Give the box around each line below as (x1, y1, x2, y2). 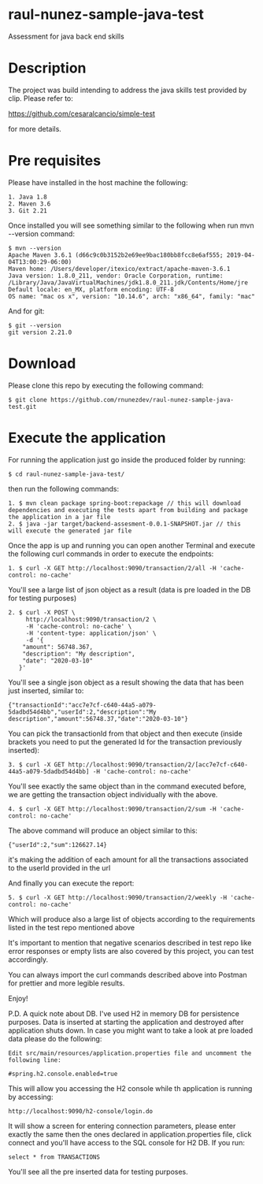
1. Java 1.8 (8, 193, 47, 201)
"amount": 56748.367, (22, 643, 93, 651)
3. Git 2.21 (8, 206, 47, 214)
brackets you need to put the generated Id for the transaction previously (8, 737, 243, 746)
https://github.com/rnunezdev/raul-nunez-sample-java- (50, 395, 235, 403)
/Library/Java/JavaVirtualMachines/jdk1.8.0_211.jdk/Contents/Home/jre (8, 278, 248, 287)
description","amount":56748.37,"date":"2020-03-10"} (8, 714, 189, 722)
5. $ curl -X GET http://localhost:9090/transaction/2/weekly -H (8, 893, 227, 901)
